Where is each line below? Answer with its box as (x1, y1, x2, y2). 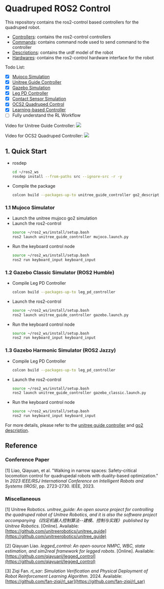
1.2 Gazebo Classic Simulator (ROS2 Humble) (5, 269, 115, 276)
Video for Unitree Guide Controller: (5, 123, 75, 129)
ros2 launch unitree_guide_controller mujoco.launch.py (12, 235, 129, 240)
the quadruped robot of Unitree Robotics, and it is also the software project (5, 512, 158, 517)
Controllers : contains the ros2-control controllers (12, 34, 111, 40)
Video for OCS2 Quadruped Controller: (5, 133, 83, 139)
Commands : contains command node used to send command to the (12, 39, 149, 45)
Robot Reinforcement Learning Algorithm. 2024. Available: (5, 573, 122, 579)
